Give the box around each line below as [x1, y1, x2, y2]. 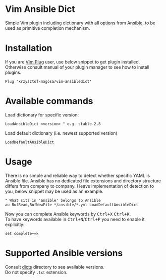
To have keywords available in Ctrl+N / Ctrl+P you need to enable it [5, 216, 145, 222]
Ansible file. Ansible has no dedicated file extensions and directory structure [5, 177, 161, 184]
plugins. [5, 69, 21, 75]
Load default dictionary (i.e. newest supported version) [5, 130, 118, 136]
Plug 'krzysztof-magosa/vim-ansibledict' [5, 79, 92, 84]
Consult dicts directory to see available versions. [5, 264, 105, 270]
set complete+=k [5, 231, 39, 236]
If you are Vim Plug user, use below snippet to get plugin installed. [5, 58, 140, 65]
